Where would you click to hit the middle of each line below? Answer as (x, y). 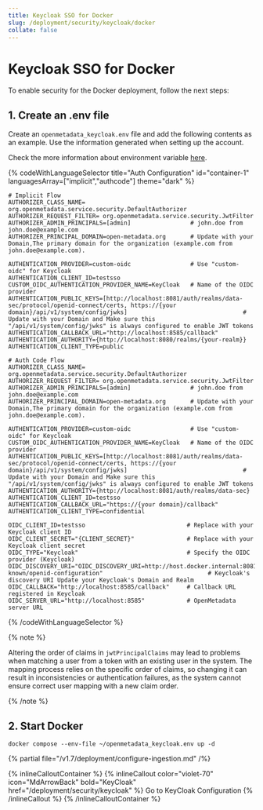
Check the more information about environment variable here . (108, 158)
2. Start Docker (46, 726)
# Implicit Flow (34, 196)
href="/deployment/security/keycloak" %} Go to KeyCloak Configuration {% (131, 790)
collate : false (33, 30)
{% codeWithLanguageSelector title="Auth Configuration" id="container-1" (129, 173)
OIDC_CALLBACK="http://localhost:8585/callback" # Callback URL (122, 587)
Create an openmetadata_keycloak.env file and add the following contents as (130, 134)
